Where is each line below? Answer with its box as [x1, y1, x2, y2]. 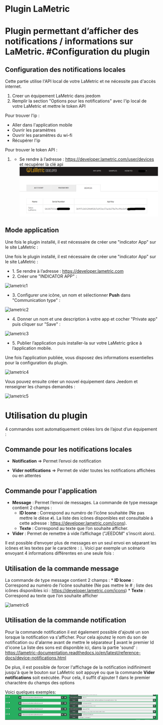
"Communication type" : [12, 297, 61, 303]
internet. [5, 83, 22, 89]
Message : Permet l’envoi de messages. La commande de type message [12, 500, 158, 506]
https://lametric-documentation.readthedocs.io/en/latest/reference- [5, 649, 141, 656]
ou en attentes [12, 473, 41, 478]
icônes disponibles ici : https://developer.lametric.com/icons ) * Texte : [5, 587, 146, 593]
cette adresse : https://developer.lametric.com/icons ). [19, 520, 127, 526]
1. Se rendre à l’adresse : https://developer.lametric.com [12, 268, 124, 274]
